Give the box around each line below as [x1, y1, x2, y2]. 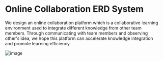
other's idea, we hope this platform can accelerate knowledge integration [5, 35, 153, 41]
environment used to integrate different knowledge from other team [5, 25, 142, 30]
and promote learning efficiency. [5, 40, 71, 46]
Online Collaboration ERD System [5, 3, 144, 15]
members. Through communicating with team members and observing [5, 30, 148, 36]
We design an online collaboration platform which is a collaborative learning [5, 20, 159, 26]
